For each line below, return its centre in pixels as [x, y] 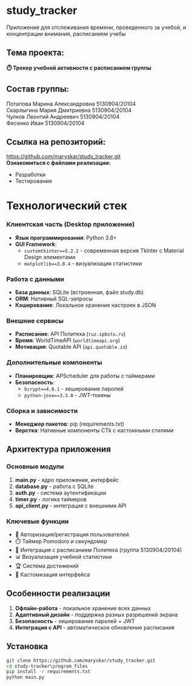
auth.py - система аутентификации [61, 493]
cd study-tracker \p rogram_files [47, 666]
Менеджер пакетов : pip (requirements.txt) [70, 424]
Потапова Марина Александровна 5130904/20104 [71, 104]
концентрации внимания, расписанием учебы [66, 33]
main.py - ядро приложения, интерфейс [67, 480]
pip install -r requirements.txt [48, 672]
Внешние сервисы [35, 321]
